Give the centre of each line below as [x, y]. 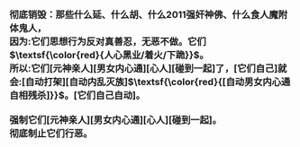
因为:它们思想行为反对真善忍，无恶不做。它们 [108, 41]
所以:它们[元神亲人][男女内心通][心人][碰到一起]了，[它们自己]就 [148, 68]
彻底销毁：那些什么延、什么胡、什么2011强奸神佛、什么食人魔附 [149, 14]
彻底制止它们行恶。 [51, 133]
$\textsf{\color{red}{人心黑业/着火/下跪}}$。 [109, 55]
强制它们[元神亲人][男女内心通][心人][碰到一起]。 [116, 119]
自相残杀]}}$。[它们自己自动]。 [77, 95]
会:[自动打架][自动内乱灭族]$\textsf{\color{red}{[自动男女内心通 [150, 82]
